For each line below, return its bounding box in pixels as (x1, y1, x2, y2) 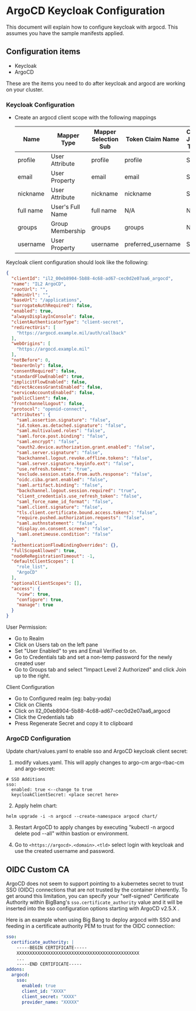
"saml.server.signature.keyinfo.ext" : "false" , (16, 461, 134, 467)
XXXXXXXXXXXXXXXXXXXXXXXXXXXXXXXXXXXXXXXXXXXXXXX (16, 950, 140, 956)
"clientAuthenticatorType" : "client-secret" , (11, 319, 124, 325)
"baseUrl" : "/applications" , (11, 297, 82, 303)
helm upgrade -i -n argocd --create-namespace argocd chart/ (6, 814, 158, 820)
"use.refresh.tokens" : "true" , (16, 466, 93, 472)
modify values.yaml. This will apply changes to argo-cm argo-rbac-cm (14, 759, 185, 766)
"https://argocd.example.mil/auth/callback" (16, 330, 127, 336)
